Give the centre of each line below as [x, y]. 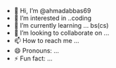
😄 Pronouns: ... [37, 51]
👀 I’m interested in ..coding [53, 18]
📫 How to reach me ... [46, 41]
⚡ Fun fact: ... [33, 58]
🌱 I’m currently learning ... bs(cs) [61, 25]
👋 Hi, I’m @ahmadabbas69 [52, 11]
